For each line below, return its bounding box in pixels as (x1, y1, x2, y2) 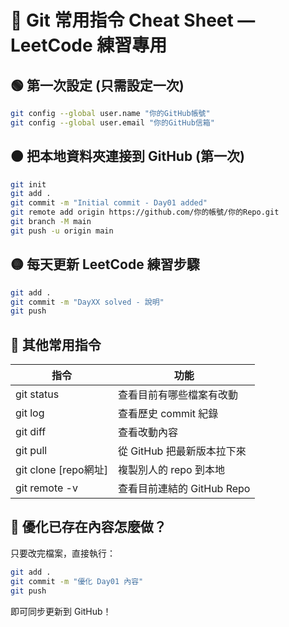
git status (15, 387, 60, 401)
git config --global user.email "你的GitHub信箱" (10, 117, 215, 128)
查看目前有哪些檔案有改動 (117, 388, 238, 402)
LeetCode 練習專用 (10, 34, 168, 57)
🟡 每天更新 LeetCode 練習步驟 (10, 256, 200, 273)
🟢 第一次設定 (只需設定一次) (10, 77, 185, 94)
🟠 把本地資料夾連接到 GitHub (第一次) (10, 148, 245, 165)
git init (10, 179, 47, 190)
